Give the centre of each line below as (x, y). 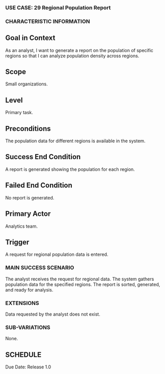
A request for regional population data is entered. (57, 254)
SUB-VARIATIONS (28, 327)
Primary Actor (28, 214)
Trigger (17, 242)
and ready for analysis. (29, 290)
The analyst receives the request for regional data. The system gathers (80, 279)
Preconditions (28, 129)
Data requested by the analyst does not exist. (53, 314)
